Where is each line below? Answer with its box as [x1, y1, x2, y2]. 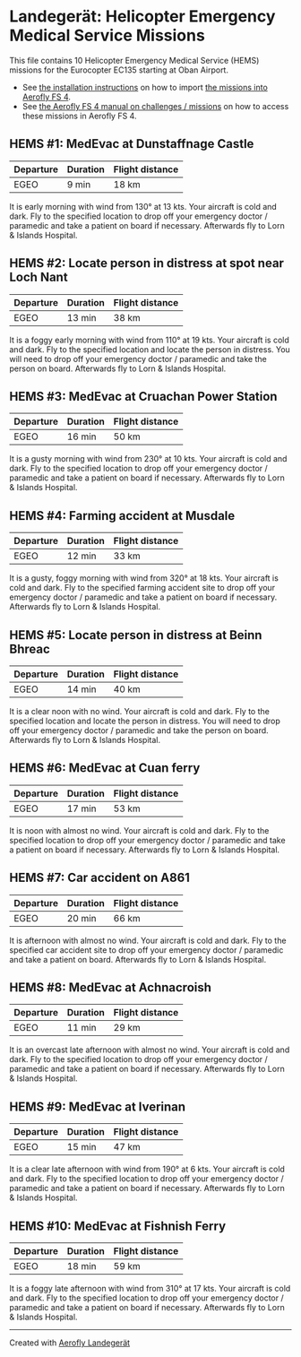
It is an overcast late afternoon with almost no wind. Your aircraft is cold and [9, 1044, 290, 1055]
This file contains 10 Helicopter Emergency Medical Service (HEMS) [9, 55, 260, 65]
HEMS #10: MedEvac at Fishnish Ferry [9, 1218, 227, 1233]
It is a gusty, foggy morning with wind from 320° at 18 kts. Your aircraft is [9, 573, 279, 583]
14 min [66, 683, 97, 696]
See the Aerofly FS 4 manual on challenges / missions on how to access [21, 100, 289, 111]
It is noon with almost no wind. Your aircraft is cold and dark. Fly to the [9, 825, 270, 835]
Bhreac [9, 641, 51, 656]
